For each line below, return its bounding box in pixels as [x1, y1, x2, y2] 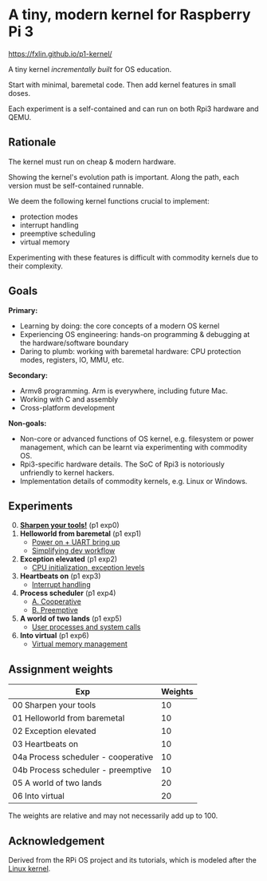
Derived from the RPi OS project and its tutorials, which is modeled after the [8, 855, 257, 864]
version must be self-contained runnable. [8, 181, 144, 190]
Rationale [8, 136, 57, 149]
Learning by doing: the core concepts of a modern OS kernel [19, 321, 220, 331]
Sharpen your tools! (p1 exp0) [19, 521, 120, 530]
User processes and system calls [31, 622, 141, 632]
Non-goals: [8, 418, 47, 428]
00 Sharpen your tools [12, 700, 96, 711]
